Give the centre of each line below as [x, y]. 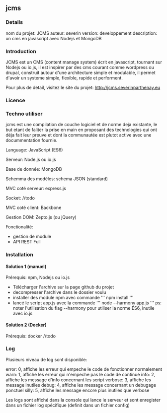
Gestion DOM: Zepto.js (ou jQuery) [41, 217]
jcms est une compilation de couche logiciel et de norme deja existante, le [82, 125]
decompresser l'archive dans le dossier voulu [59, 292]
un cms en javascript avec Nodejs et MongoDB [54, 38]
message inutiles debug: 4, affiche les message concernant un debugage [81, 385]
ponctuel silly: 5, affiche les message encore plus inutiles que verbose [78, 390]
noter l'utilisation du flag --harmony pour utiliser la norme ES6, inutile [83, 308]
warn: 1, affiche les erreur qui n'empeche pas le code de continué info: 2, [81, 374]
